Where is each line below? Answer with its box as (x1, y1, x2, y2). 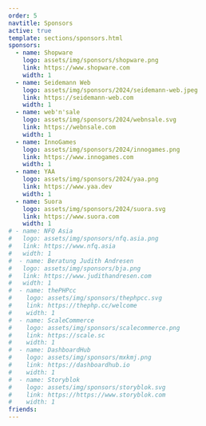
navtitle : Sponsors (8, 19, 73, 27)
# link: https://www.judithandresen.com (8, 272, 152, 280)
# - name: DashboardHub (8, 346, 91, 354)
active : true (8, 26, 52, 34)
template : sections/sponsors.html (8, 34, 124, 42)
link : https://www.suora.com (22, 213, 120, 221)
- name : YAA (15, 168, 56, 176)
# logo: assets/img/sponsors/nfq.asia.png (8, 235, 159, 243)
